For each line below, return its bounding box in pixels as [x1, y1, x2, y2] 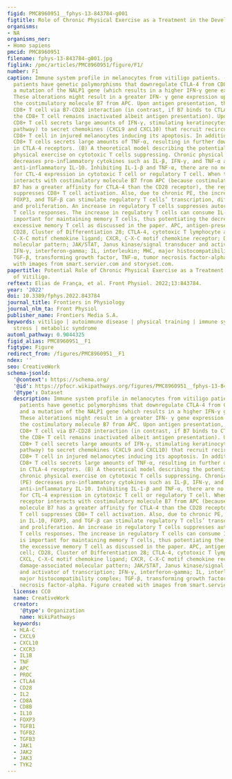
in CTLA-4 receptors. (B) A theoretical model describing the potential [13, 145, 227, 152]
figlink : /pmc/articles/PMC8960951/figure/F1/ [7, 61, 144, 68]
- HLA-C [13, 626, 36, 633]
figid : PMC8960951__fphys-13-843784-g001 [7, 10, 128, 17]
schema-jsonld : [7, 369, 51, 376]
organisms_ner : [7, 36, 51, 43]
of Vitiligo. [13, 273, 51, 280]
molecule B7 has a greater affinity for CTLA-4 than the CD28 [19, 505, 202, 512]
